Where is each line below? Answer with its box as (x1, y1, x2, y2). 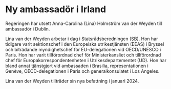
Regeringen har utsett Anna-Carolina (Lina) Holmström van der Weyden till (5, 20, 162, 26)
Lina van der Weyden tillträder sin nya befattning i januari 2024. (5, 78, 139, 84)
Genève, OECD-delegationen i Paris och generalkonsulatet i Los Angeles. (5, 68, 160, 74)
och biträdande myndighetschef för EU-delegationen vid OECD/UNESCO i (5, 46, 161, 52)
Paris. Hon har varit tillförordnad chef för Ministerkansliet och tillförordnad (5, 52, 161, 58)
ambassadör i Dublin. (5, 25, 50, 32)
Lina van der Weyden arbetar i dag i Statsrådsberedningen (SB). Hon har (5, 36, 158, 42)
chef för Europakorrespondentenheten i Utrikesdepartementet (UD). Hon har (5, 57, 167, 63)
